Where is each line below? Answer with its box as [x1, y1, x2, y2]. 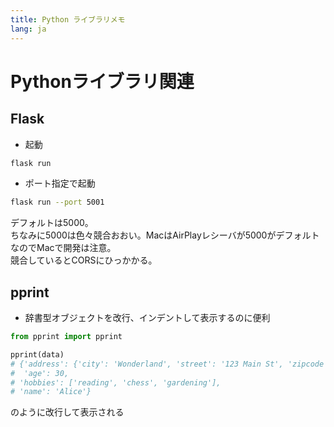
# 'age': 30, [10, 368, 70, 378]
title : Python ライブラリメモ [10, 14, 126, 25]
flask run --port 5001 [10, 197, 105, 208]
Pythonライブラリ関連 [10, 70, 195, 93]
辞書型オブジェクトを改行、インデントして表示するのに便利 [24, 312, 271, 324]
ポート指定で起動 [24, 177, 96, 190]
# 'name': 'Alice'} [10, 387, 92, 397]
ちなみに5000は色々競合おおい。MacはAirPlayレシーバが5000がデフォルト [10, 229, 320, 241]
